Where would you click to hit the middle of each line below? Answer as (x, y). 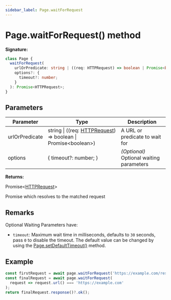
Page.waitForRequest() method (73, 35)
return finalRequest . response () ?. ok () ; (48, 292)
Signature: (17, 49)
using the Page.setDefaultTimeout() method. (59, 246)
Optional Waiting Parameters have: (41, 225)
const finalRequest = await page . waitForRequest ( (59, 278)
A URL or (132, 130)
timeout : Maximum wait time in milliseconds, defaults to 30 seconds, (84, 235)
